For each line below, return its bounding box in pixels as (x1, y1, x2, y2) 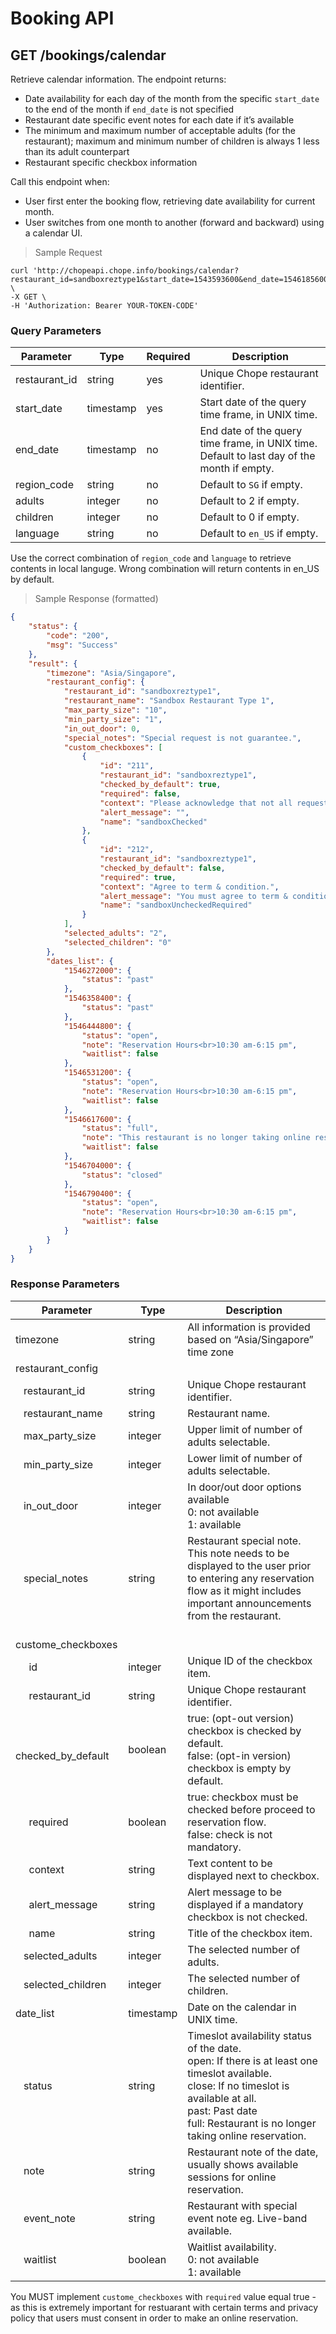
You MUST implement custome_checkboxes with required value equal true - (10, 2290, 317, 2302)
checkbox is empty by (187, 1761, 292, 1775)
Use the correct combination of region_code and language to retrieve (10, 552, 292, 564)
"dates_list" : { (46, 956, 114, 966)
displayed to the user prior (187, 1558, 312, 1572)
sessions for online (187, 2170, 277, 2184)
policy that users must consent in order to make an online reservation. (10, 2312, 299, 2324)
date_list (15, 2006, 55, 2020)
